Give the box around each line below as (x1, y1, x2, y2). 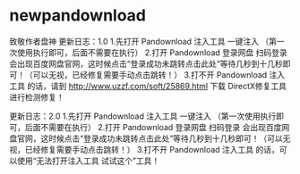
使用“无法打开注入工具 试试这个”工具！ (16, 155, 160, 166)
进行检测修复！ (9, 91, 64, 103)
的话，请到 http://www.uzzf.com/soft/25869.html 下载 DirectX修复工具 (26, 80, 287, 91)
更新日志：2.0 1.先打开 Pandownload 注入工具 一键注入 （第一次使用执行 (9, 111, 277, 121)
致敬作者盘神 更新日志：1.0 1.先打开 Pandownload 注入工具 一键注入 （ (9, 36, 270, 46)
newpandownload (9, 5, 146, 26)
